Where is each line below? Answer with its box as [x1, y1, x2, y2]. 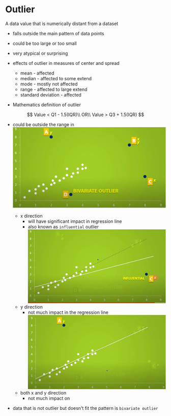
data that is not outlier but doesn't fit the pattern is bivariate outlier [12, 405, 159, 411]
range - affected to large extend [20, 86, 88, 93]
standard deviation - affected [20, 91, 81, 98]
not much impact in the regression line [27, 309, 108, 315]
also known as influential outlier [27, 224, 99, 230]
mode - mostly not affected [20, 81, 78, 87]
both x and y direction [20, 390, 67, 396]
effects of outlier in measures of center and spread [12, 60, 120, 66]
